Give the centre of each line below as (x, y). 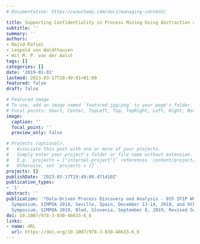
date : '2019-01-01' (30, 72)
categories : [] (25, 67)
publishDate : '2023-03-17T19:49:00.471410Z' (62, 177)
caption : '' (26, 122)
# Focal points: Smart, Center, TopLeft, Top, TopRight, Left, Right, (96, 111)
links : (14, 221)
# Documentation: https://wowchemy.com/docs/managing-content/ (86, 12)
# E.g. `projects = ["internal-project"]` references (77, 160)
